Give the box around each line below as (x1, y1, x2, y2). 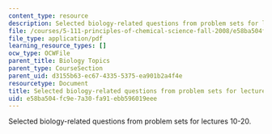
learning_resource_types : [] (8, 42, 107, 50)
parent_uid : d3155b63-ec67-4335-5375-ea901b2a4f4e (8, 72, 183, 80)
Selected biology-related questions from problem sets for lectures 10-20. (8, 116, 252, 126)
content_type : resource (8, 11, 89, 20)
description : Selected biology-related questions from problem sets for (8, 19, 259, 27)
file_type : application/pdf (8, 34, 104, 43)
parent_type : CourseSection (8, 65, 104, 73)
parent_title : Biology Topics (8, 57, 111, 65)
